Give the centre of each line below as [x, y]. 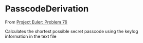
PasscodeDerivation [47, 9]
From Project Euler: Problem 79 [36, 22]
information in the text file [31, 36]
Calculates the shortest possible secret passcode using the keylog [72, 31]
